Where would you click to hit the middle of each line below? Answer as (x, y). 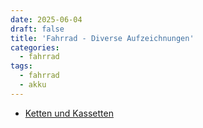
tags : (21, 66)
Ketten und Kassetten (69, 113)
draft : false (37, 29)
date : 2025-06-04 (46, 19)
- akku (33, 85)
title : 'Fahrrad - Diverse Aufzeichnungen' (102, 38)
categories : (35, 47)
